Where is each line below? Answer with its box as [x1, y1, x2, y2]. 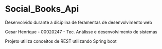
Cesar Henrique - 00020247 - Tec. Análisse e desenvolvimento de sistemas [5, 29, 158, 34]
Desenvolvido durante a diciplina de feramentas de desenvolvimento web [5, 19, 152, 25]
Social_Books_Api [5, 3, 79, 15]
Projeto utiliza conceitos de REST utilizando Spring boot [5, 38, 117, 44]
